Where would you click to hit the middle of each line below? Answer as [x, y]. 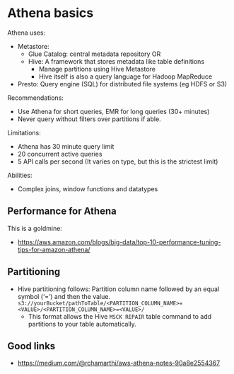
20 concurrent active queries [60, 154]
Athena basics [51, 13]
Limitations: [24, 132]
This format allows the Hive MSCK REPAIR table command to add [120, 316]
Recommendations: [35, 98]
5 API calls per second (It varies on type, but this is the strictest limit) [118, 161]
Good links [31, 346]
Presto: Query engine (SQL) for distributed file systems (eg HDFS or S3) [122, 84]
